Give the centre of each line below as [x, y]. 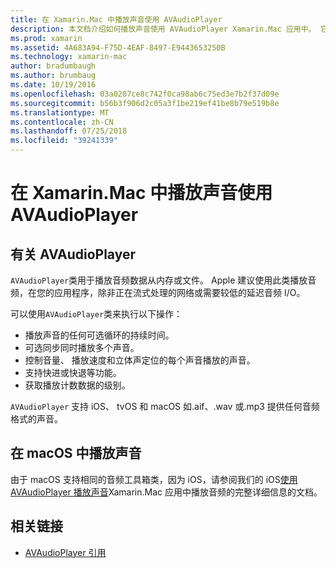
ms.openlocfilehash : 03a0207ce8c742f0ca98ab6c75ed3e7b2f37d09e [145, 94]
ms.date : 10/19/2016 [53, 85]
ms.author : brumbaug [53, 76]
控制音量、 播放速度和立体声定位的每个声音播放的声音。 [140, 360]
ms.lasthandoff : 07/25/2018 [69, 131]
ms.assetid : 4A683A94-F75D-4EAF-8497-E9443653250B [118, 47]
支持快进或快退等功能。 [73, 372]
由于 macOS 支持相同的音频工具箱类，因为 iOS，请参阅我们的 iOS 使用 [154, 479]
